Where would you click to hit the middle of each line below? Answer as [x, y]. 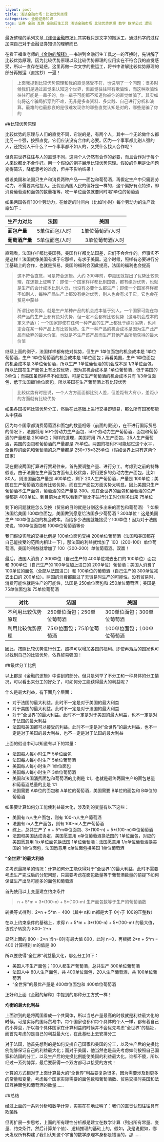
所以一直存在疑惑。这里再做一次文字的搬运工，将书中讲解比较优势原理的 [86, 66]
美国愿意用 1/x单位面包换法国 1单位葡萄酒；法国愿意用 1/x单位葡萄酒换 [82, 842]
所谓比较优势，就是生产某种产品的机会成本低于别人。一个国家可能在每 [88, 310]
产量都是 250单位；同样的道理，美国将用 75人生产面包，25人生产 [79, 438]
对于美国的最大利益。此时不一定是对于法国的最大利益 [66, 709]
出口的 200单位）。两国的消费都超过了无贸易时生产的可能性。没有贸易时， [83, 577]
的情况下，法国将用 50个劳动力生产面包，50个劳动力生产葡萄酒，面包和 [77, 432]
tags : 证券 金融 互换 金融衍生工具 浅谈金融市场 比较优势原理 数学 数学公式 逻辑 [79, 23]
